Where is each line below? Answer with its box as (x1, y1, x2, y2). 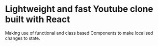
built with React (5, 14, 70, 25)
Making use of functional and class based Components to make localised (5, 30, 153, 36)
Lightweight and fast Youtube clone (5, 3, 154, 15)
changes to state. (5, 35, 40, 41)
